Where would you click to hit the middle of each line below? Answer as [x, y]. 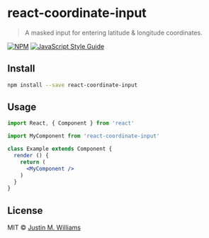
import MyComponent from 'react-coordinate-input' [84, 136]
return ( [33, 162]
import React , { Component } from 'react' [71, 123]
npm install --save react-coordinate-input [73, 85]
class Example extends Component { [60, 149]
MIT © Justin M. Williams [44, 227]
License [25, 210]
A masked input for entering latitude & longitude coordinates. [114, 33]
